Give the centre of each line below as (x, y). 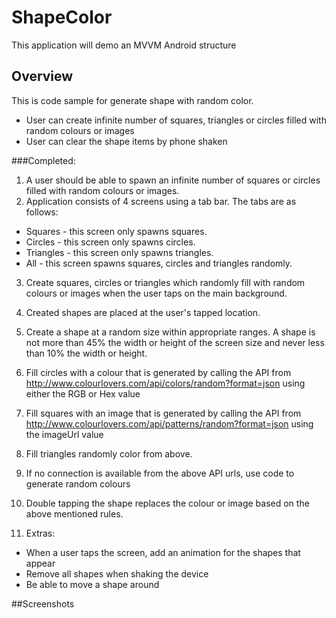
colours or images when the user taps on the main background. (156, 293)
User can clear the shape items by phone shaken (126, 141)
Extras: (40, 533)
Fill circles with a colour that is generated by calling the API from (158, 372)
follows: (42, 212)
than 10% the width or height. (86, 353)
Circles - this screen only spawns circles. (110, 242)
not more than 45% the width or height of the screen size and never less (175, 342)
